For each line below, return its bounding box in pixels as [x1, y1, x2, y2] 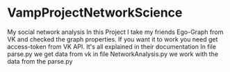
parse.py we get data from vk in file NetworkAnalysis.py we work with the [7, 50, 219, 58]
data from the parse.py [7, 57, 73, 65]
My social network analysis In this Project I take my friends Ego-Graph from [7, 28, 224, 36]
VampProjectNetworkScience [7, 5, 183, 21]
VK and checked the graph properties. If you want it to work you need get [7, 35, 218, 43]
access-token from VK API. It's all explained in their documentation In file [7, 42, 217, 51]
